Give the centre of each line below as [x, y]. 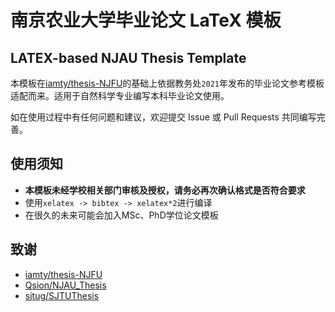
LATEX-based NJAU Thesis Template [128, 57]
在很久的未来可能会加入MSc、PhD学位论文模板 [121, 215]
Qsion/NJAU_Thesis [65, 285]
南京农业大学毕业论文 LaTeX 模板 [146, 20]
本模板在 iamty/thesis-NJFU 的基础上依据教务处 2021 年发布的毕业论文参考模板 [167, 83]
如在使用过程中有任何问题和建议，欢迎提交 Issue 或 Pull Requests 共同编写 [163, 117]
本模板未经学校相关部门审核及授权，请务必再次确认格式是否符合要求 [165, 190]
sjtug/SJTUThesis [62, 295]
